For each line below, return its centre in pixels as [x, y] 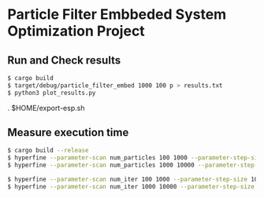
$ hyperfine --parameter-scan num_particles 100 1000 [98, 158]
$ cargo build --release [48, 151]
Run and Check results [64, 60]
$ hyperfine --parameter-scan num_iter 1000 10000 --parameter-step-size [131, 186]
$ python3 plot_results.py [52, 93]
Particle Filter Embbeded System [117, 15]
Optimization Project [76, 31]
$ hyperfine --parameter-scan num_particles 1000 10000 [101, 165]
